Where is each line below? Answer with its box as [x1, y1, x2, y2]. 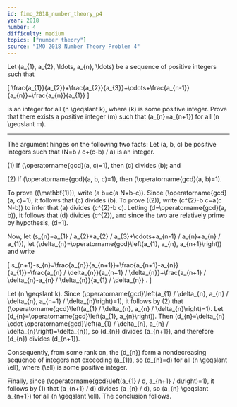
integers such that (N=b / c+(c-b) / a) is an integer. [7, 147, 155, 156]
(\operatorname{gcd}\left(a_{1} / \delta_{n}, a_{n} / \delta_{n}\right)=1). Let [7, 305, 224, 312]
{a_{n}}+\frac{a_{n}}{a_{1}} [7, 91, 86, 99]
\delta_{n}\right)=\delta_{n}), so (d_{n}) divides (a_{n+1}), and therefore [7, 327, 214, 335]
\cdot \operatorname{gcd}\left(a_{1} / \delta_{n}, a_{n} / [7, 320, 169, 328]
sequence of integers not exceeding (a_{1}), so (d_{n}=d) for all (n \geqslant [7, 356, 228, 364]
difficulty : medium [7, 30, 65, 37]
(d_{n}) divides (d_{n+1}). [7, 334, 80, 343]
